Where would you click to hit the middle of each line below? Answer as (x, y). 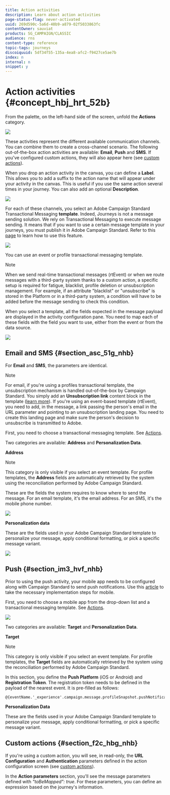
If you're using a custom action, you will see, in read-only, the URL (74, 755)
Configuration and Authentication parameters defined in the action (76, 761)
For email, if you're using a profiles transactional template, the (70, 385)
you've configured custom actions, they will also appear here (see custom (82, 158)
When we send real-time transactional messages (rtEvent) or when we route (85, 274)
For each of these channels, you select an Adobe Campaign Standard (78, 208)
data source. (18, 328)
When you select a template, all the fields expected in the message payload (84, 312)
